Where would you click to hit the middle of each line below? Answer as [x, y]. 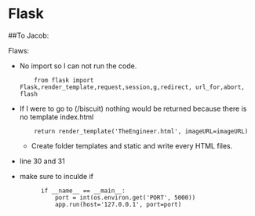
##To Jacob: [29, 35]
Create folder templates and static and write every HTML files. [132, 145]
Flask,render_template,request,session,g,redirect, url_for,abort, [132, 87]
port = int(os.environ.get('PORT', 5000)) [125, 197]
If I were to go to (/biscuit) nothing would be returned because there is [133, 108]
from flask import [64, 80]
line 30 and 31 [42, 161]
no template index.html [56, 117]
